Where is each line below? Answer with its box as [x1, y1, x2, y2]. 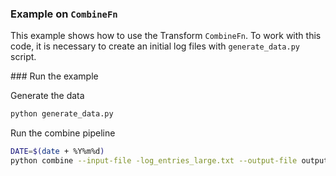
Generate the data [10, 90, 85, 102]
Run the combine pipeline [10, 127, 116, 139]
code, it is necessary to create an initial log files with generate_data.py [10, 40, 301, 52]
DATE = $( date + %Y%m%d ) [10, 147, 105, 157]
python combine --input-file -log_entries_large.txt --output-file [10, 156, 298, 166]
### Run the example [10, 70, 99, 82]
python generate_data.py [10, 109, 114, 119]
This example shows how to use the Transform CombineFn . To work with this [10, 30, 322, 42]
